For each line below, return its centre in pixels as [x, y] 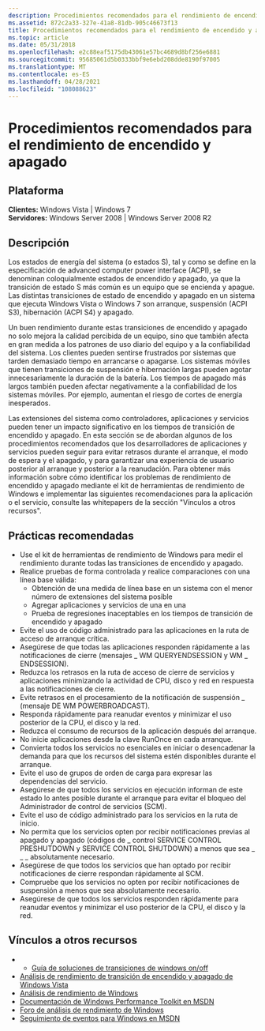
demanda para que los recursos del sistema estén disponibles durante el [138, 756]
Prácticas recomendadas [71, 535]
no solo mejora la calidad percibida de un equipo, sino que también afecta [129, 336]
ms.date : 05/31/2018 [42, 45]
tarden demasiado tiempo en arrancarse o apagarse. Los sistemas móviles [129, 361]
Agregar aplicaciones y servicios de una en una [109, 605]
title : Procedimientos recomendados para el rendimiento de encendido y [130, 30]
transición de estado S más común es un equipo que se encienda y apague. [131, 287]
